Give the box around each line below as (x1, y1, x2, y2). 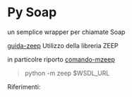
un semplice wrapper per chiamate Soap (7, 28, 126, 36)
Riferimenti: (7, 82, 41, 91)
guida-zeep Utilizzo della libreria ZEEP (7, 41, 119, 50)
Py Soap (7, 4, 57, 21)
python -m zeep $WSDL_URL (24, 69, 110, 77)
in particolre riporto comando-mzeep (7, 55, 115, 64)
